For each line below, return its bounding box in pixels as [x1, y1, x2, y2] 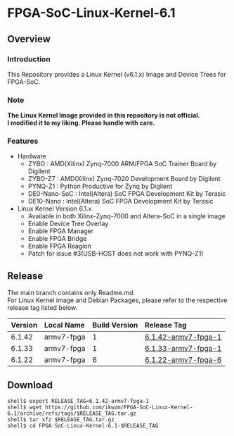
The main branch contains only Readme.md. [7, 289, 136, 297]
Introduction [7, 54, 51, 64]
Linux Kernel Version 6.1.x [17, 204, 92, 213]
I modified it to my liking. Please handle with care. [7, 118, 155, 127]
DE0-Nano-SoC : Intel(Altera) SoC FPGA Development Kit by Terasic [27, 189, 226, 198]
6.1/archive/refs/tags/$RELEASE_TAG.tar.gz [7, 410, 137, 417]
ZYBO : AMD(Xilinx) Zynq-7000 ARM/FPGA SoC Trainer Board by [27, 160, 217, 168]
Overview [7, 33, 51, 45]
